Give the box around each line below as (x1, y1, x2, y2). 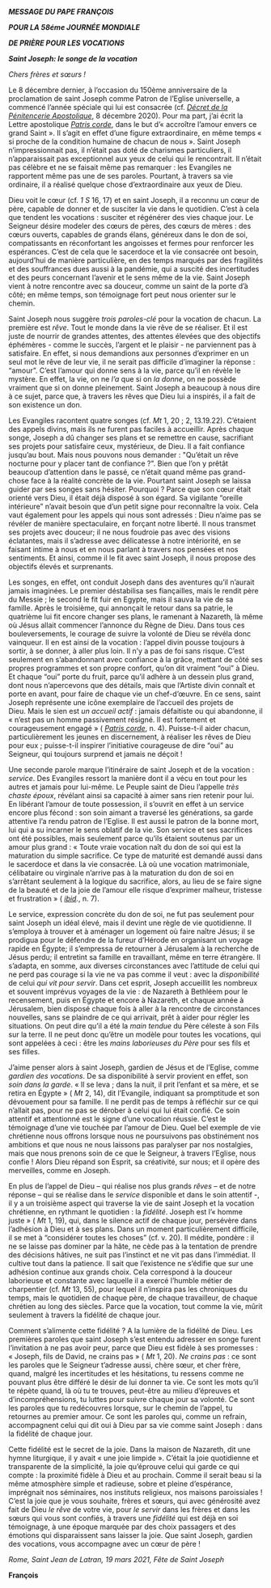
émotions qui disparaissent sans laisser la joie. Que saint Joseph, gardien (8, 1531, 253, 1539)
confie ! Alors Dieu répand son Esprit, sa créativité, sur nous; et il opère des (8, 1157, 260, 1167)
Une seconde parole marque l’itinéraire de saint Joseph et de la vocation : (8, 765, 255, 775)
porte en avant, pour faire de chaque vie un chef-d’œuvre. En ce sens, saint (8, 689, 261, 699)
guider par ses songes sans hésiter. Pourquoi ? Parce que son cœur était (8, 484, 252, 494)
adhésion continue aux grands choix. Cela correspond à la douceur (8, 1267, 233, 1277)
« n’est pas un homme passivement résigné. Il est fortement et (8, 715, 216, 724)
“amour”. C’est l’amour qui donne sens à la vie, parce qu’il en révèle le (8, 365, 241, 375)
